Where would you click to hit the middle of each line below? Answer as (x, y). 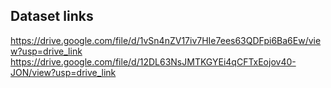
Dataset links (52, 16)
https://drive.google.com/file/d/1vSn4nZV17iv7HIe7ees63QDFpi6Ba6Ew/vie (166, 40)
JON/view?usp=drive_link (63, 72)
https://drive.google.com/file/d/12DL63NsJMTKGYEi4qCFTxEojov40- (153, 61)
